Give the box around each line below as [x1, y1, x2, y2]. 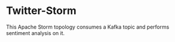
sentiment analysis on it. [6, 29, 65, 36]
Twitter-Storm [6, 4, 77, 17]
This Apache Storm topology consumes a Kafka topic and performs [6, 23, 169, 30]
